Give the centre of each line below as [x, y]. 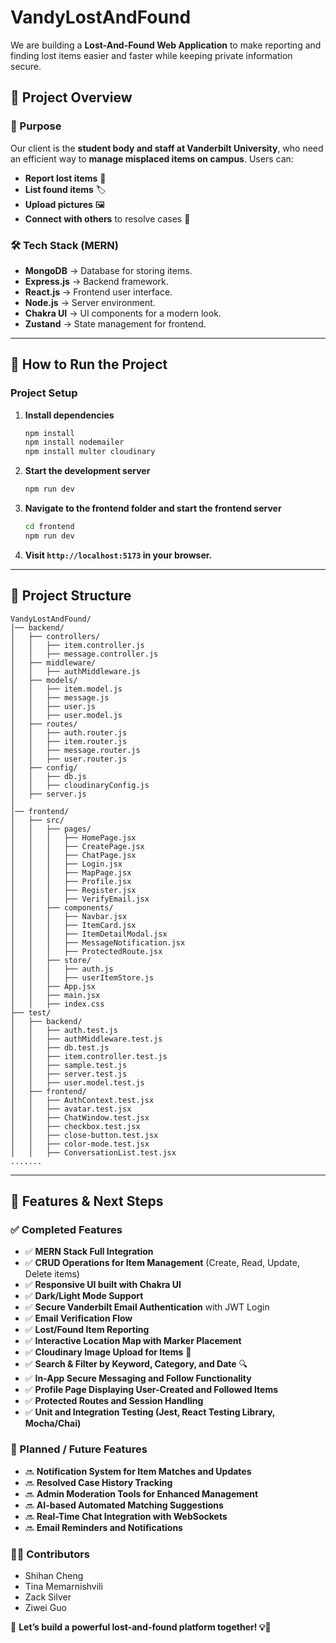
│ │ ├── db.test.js [60, 1047]
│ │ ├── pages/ [51, 829]
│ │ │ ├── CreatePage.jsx [77, 846]
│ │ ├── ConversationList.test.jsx [93, 1152]
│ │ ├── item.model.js [66, 689]
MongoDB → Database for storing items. [108, 270]
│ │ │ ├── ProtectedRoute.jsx [86, 951]
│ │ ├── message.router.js [75, 750]
